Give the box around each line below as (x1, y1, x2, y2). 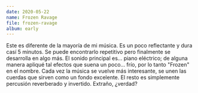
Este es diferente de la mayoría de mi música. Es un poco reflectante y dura (6, 42, 193, 49)
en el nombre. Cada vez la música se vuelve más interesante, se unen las (6, 67, 187, 75)
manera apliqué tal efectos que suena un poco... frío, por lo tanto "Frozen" (6, 61, 190, 68)
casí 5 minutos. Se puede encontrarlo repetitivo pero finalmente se (6, 49, 170, 56)
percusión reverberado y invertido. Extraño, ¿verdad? (6, 80, 138, 88)
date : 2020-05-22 (6, 8, 50, 15)
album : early (6, 25, 39, 32)
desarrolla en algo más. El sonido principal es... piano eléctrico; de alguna (6, 55, 188, 62)
